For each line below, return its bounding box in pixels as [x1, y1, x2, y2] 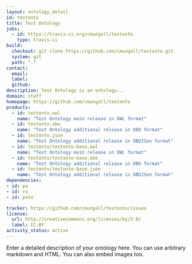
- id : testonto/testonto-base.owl [11, 143, 98, 150]
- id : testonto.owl [11, 110, 61, 116]
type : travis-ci [17, 37, 58, 43]
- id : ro [6, 188, 28, 195]
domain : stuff [6, 93, 42, 99]
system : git [11, 54, 42, 60]
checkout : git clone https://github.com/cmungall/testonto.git [11, 48, 173, 54]
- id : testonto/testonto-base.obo [11, 155, 98, 161]
